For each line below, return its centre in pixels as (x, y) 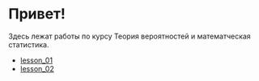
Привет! (37, 14)
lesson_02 (37, 68)
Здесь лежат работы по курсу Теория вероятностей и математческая (129, 36)
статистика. (29, 44)
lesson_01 (36, 60)
